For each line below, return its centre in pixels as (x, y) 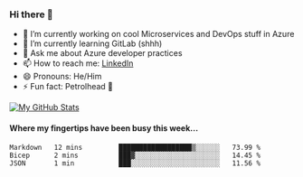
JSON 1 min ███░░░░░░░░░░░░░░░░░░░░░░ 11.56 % (135, 163)
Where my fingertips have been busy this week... (104, 128)
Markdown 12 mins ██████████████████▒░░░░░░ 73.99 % (135, 147)
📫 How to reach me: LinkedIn (78, 63)
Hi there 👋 (32, 14)
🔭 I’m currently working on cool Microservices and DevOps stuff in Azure (158, 34)
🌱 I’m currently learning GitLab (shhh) (92, 43)
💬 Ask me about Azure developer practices (102, 53)
